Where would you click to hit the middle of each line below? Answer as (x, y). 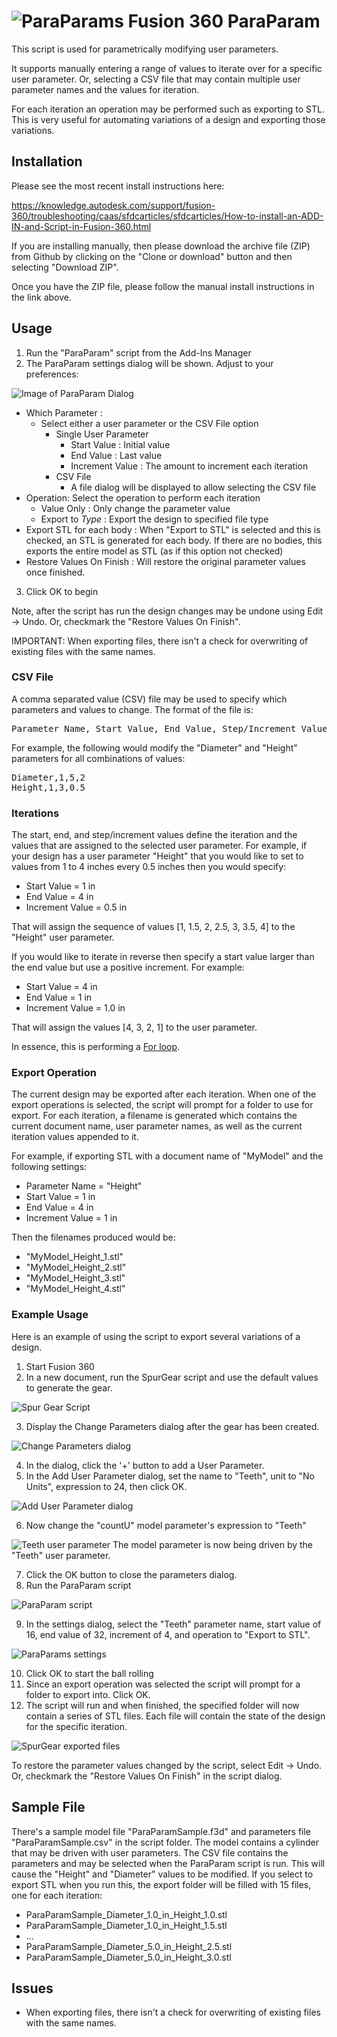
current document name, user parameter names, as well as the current (157, 1126)
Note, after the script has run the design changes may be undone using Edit (167, 611)
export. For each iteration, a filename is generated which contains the (154, 1116)
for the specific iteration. (76, 1726)
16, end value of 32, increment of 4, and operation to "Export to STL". (168, 1634)
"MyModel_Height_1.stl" (74, 1257)
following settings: (49, 1167)
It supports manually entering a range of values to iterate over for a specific (167, 68)
